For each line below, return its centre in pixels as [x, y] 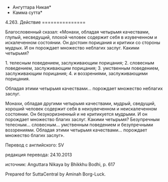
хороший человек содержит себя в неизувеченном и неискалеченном [81, 109]
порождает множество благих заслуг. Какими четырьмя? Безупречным [82, 119]
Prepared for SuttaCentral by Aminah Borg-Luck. [56, 174]
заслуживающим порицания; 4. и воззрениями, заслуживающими [76, 73]
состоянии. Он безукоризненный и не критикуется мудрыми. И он [76, 114]
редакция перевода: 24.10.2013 [39, 155]
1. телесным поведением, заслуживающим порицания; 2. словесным [80, 63]
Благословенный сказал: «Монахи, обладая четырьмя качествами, [77, 32]
